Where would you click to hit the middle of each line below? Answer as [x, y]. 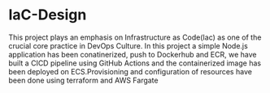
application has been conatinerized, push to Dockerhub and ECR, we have [133, 54]
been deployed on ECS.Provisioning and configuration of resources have [130, 71]
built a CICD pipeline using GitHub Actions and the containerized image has [135, 63]
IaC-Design [48, 15]
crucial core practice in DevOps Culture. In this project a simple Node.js [128, 45]
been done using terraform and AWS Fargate [83, 80]
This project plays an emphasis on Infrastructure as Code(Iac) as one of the [135, 37]
